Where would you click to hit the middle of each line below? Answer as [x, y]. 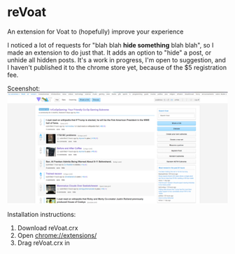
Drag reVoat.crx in [43, 243]
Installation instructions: [42, 215]
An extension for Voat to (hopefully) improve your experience [95, 31]
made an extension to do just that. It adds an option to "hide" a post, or [109, 52]
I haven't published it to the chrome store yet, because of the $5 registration [117, 67]
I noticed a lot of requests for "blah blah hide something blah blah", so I [111, 45]
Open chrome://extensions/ [57, 236]
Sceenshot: [24, 88]
